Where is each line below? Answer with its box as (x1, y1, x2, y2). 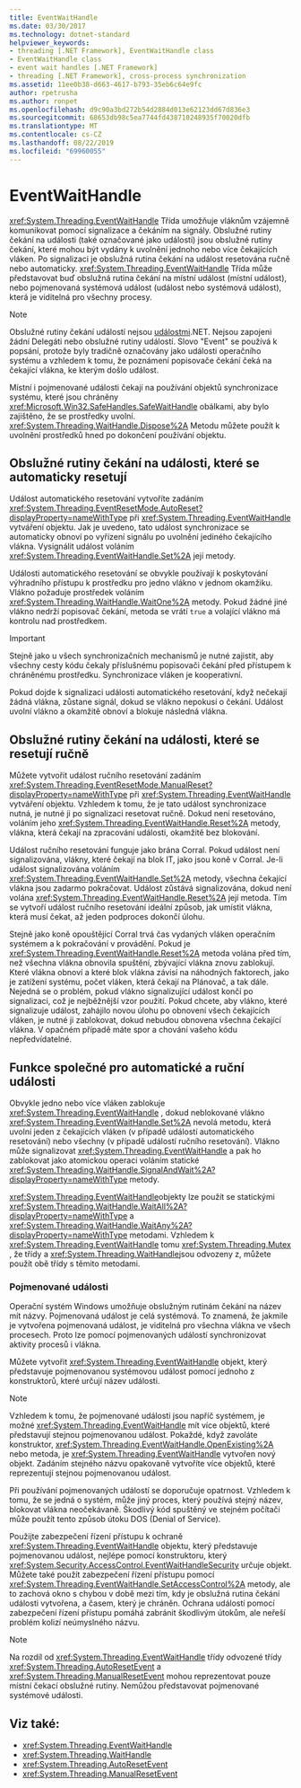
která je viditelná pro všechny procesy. (9, 291, 152, 302)
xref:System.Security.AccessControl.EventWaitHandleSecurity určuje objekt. (9, 1560, 292, 1571)
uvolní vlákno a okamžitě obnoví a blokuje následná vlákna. (9, 706, 228, 717)
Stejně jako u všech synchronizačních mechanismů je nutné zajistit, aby (9, 650, 274, 661)
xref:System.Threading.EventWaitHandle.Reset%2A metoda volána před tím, (9, 948, 292, 959)
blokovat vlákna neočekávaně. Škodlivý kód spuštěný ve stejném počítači (9, 1504, 280, 1515)
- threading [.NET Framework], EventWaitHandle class (9, 47, 215, 56)
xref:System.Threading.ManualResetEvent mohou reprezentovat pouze (9, 1671, 271, 1682)
